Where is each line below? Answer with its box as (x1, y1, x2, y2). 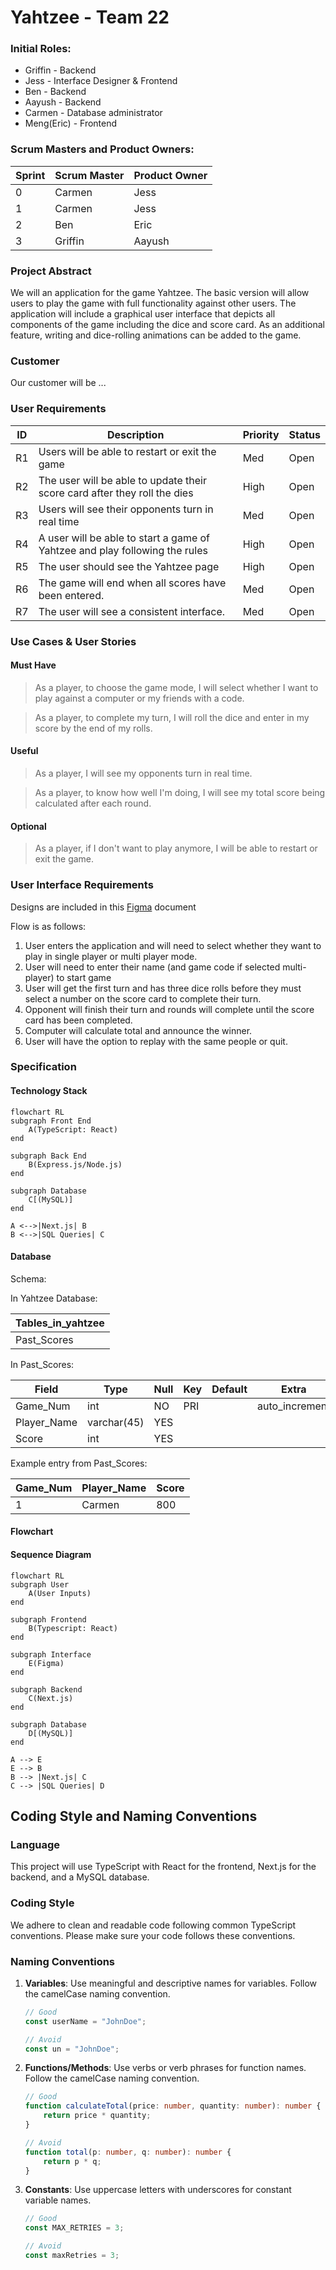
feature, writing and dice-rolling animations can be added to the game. (10, 329, 302, 341)
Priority (242, 427, 280, 441)
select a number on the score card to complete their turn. (24, 992, 262, 1005)
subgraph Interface (10, 1649, 92, 1660)
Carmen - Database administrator (24, 107, 163, 119)
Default (211, 1382, 248, 1396)
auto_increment (257, 1399, 331, 1413)
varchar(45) (87, 1415, 145, 1429)
